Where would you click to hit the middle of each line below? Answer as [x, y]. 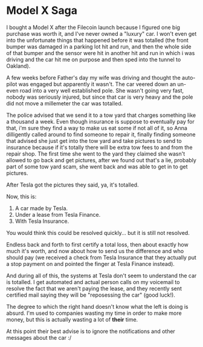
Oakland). [18, 66]
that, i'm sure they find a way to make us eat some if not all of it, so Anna [97, 128]
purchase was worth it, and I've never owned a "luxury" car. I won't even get [101, 33]
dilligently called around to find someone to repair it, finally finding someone [101, 134]
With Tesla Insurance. [42, 221]
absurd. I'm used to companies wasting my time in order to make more [94, 313]
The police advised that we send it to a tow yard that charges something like [101, 115]
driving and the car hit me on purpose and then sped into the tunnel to [94, 59]
